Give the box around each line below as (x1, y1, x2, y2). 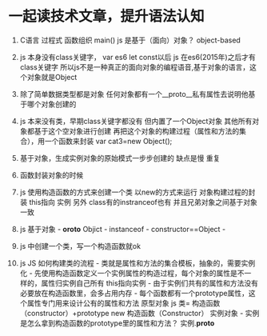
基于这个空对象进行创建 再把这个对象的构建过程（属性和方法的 (34, 126, 240, 136)
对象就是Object (26, 72, 78, 82)
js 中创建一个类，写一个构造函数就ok (19, 241, 141, 250)
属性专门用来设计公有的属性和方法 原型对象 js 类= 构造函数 (26, 298, 221, 308)
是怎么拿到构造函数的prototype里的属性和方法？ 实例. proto (19, 318, 215, 328)
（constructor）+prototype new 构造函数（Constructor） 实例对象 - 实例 (19, 308, 260, 318)
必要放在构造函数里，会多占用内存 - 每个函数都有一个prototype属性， (19, 288, 249, 298)
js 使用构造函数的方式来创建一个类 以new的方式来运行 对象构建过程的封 (19, 187, 256, 197)
